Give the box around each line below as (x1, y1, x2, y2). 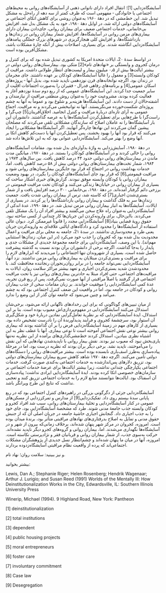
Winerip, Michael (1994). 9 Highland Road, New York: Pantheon (5, 496, 134, 502)
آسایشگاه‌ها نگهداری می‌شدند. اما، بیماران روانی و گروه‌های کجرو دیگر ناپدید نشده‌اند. (5, 426, 160, 432)
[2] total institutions (5, 515, 45, 521)
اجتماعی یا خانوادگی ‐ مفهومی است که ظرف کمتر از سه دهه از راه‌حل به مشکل (5, 10, 152, 16)
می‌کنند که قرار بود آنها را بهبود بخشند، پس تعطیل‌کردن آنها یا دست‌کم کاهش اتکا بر (5, 130, 156, 135)
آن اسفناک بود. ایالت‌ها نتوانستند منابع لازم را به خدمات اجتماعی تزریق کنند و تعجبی (5, 375, 157, 381)
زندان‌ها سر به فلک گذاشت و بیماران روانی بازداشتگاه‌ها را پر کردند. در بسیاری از (5, 197, 152, 203)
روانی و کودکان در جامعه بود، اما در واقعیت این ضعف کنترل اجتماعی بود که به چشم (5, 287, 157, 292)
